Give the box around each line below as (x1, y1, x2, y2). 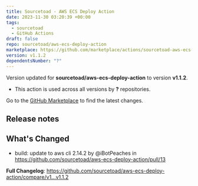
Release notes (6, 114, 60, 124)
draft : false (6, 36, 38, 42)
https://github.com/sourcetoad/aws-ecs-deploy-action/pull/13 (14, 155, 166, 162)
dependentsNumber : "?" (6, 58, 62, 64)
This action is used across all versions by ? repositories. (14, 85, 151, 92)
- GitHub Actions (11, 31, 54, 36)
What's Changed (6, 134, 70, 144)
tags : (6, 19, 19, 25)
